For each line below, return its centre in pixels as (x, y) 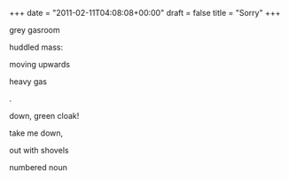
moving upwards (40, 64)
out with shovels (39, 150)
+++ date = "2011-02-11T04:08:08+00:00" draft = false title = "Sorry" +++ (145, 13)
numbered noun (39, 167)
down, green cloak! (44, 116)
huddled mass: (36, 47)
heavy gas (28, 82)
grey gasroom (35, 30)
